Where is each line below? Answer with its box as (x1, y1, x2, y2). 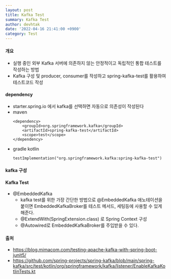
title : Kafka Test (5, 12, 45, 17)
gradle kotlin (12, 146, 39, 152)
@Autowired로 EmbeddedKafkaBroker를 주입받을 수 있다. (20, 222, 139, 228)
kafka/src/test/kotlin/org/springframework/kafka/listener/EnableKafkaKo (12, 263, 165, 269)
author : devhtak (5, 22, 40, 27)
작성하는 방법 (12, 67, 39, 73)
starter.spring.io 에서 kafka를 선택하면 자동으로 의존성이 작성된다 (12, 103, 144, 110)
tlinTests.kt (12, 268, 36, 274)
